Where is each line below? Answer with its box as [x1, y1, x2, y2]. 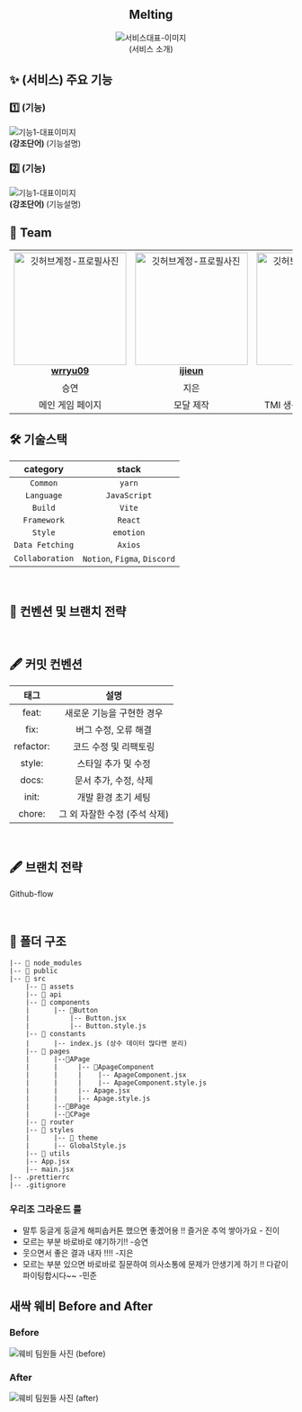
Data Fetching [13, 540, 75, 550]
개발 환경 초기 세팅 [76, 791, 151, 804]
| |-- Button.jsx [25, 1014, 127, 1023]
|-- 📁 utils [25, 1148, 70, 1158]
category [23, 463, 65, 476]
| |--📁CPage [25, 1110, 91, 1119]
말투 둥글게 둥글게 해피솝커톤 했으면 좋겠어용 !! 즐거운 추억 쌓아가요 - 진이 [22, 1225, 280, 1236]
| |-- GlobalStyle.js [25, 1141, 127, 1150]
